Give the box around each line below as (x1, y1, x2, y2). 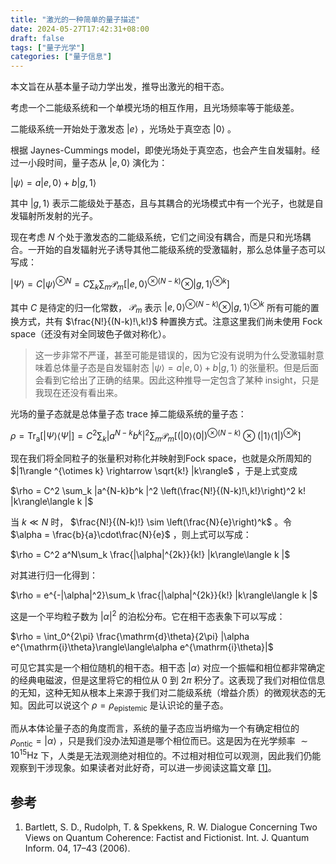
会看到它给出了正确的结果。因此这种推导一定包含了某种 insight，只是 (34, 374, 320, 386)
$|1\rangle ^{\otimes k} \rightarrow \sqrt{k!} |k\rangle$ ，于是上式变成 (10, 465, 298, 477)
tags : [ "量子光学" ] (10, 42, 86, 53)
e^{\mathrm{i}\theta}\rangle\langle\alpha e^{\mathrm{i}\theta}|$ (10, 641, 274, 653)
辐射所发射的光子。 (18, 210, 98, 222)
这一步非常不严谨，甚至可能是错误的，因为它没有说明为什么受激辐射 (34, 349, 316, 361)
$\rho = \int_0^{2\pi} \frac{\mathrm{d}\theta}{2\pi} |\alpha (10, 631, 250, 643)
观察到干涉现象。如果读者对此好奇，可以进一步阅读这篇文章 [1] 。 (10, 762, 277, 774)
